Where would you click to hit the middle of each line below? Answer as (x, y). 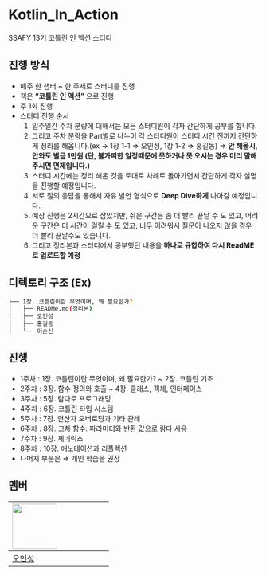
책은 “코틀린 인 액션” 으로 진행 (66, 96)
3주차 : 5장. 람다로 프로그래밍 (65, 398)
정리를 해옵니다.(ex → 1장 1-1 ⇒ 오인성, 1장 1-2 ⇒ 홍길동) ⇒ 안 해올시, (149, 146)
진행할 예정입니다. (68, 186)
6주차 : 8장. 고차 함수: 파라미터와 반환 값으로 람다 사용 (104, 428)
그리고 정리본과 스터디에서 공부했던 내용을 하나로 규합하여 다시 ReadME (143, 245)
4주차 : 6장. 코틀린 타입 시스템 (66, 409)
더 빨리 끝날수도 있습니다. (71, 235)
